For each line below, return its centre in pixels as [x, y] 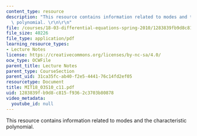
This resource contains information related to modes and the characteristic [96, 120]
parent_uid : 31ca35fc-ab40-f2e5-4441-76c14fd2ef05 [69, 76]
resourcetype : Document [35, 82]
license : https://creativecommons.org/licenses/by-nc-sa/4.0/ [84, 55]
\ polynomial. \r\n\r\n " [42, 22]
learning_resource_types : [38, 44]
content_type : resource [35, 11]
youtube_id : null [33, 104]
